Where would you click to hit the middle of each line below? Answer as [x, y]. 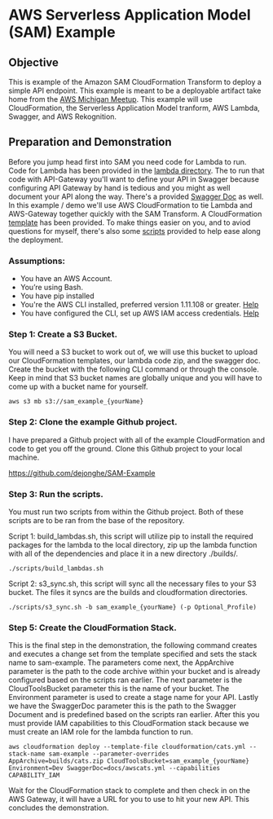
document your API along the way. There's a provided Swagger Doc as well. [136, 196]
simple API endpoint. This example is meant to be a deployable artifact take [135, 90]
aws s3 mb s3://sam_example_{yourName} [76, 402]
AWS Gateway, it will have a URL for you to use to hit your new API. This [129, 799]
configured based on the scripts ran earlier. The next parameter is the [125, 680]
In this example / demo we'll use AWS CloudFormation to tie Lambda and [130, 205]
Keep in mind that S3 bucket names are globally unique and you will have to [135, 378]
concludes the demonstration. [59, 808]
